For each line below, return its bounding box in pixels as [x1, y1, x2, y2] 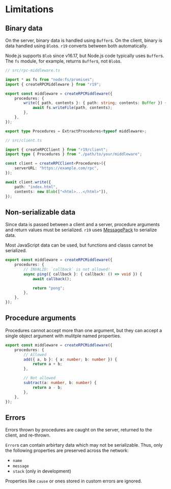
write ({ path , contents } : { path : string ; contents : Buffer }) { [23, 100, 167, 105]
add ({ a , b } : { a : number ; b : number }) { [23, 357, 117, 362]
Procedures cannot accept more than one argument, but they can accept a [5, 327, 162, 333]
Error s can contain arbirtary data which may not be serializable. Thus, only [5, 442, 163, 448]
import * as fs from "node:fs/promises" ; [5, 77, 95, 82]
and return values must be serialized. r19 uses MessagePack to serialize [5, 227, 157, 233]
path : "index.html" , [14, 184, 58, 189]
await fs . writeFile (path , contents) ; [32, 105, 113, 111]
